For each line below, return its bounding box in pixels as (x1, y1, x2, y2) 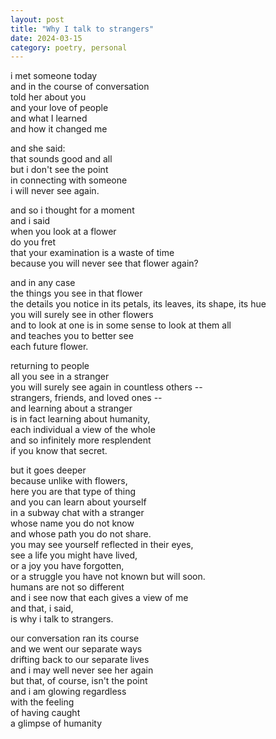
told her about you (10, 91, 87, 103)
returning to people (10, 360, 90, 372)
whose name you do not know (10, 517, 135, 530)
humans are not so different (10, 581, 125, 593)
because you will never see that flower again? (10, 257, 199, 270)
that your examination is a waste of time (10, 247, 175, 259)
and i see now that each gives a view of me (10, 592, 189, 604)
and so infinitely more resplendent (10, 434, 152, 446)
